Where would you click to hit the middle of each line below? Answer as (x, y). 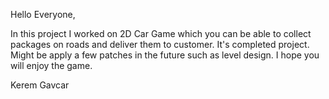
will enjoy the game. (51, 65)
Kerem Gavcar (40, 85)
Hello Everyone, (43, 14)
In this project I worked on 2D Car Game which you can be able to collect (161, 33)
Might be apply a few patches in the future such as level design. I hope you (165, 55)
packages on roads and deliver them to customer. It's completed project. (160, 44)
